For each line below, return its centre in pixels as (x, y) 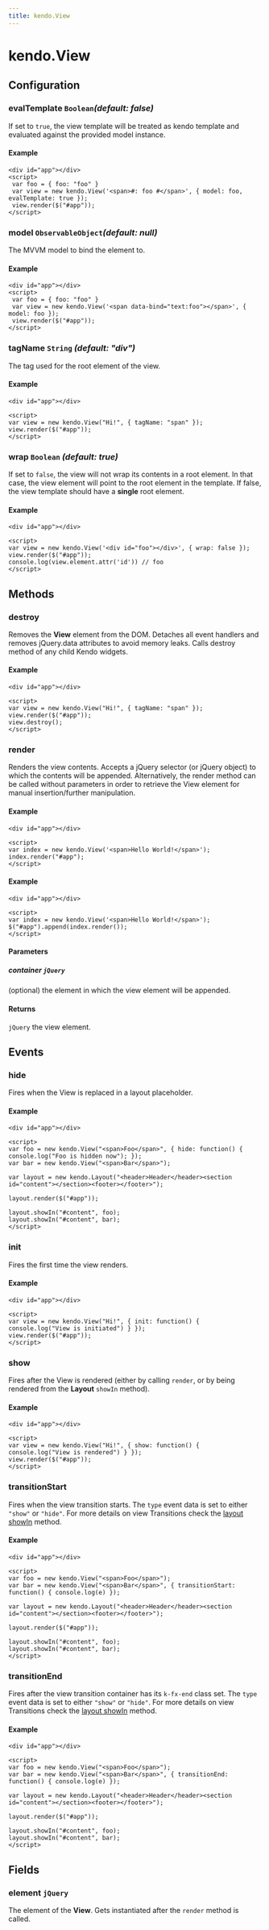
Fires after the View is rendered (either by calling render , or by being (122, 1380)
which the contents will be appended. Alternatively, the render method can (132, 776)
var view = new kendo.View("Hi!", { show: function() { (104, 1445)
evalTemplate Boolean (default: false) (81, 108)
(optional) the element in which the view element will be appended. (120, 990)
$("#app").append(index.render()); (68, 927)
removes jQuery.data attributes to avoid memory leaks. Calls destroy (122, 643)
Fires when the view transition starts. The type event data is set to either (128, 1504)
